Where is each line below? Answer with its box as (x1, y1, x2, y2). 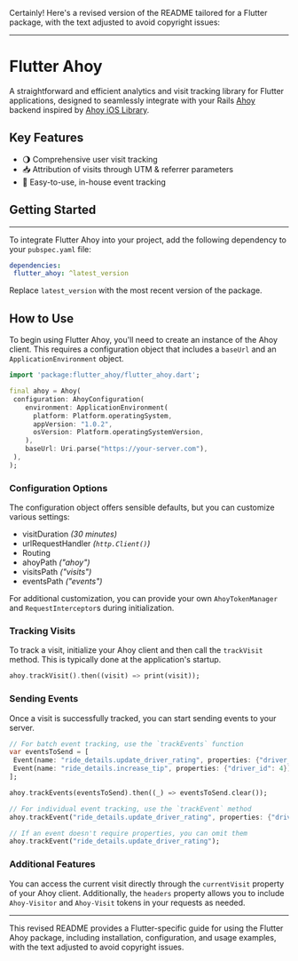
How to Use (9, 311, 74, 326)
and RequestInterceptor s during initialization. (9, 603, 175, 614)
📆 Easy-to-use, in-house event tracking (21, 177, 167, 187)
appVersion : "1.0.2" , (32, 419, 114, 429)
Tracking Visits (9, 624, 76, 637)
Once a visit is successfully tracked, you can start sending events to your (9, 712, 277, 723)
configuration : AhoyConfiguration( (12, 394, 145, 403)
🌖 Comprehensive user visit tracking (21, 154, 158, 164)
